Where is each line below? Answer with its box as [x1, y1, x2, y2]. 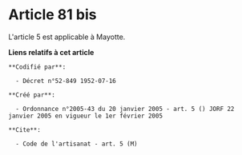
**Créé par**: [8, 90, 56, 99]
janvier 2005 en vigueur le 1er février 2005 [8, 112, 163, 120]
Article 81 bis [8, 6, 97, 24]
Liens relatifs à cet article [8, 47, 95, 57]
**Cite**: [8, 125, 42, 133]
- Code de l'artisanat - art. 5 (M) [15, 140, 138, 148]
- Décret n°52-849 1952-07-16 [15, 77, 116, 85]
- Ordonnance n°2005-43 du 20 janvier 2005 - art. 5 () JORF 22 [15, 105, 235, 113]
